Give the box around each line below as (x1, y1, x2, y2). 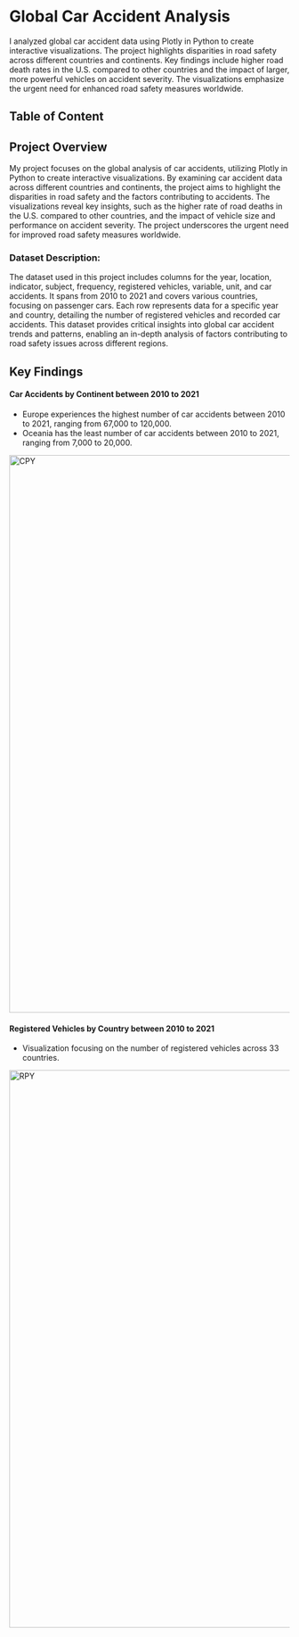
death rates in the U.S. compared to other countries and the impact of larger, (9, 64, 290, 75)
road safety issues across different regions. (9, 338, 169, 349)
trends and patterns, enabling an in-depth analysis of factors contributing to (9, 328, 287, 340)
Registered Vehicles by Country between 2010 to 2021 (9, 1023, 215, 1034)
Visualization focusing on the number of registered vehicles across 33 (21, 1043, 279, 1054)
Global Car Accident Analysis (9, 6, 230, 27)
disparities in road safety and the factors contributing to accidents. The (9, 192, 271, 203)
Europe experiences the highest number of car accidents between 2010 (21, 409, 286, 420)
